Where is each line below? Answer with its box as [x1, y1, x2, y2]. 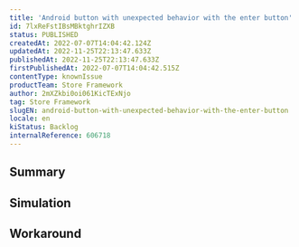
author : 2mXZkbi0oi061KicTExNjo [9, 89, 131, 98]
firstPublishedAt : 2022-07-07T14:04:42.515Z [9, 64, 180, 73]
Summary [9, 165, 66, 180]
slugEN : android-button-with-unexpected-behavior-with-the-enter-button [9, 106, 289, 115]
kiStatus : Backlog [9, 123, 79, 132]
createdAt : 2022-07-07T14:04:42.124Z [9, 38, 152, 48]
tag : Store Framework [9, 97, 91, 107]
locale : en [9, 114, 51, 123]
